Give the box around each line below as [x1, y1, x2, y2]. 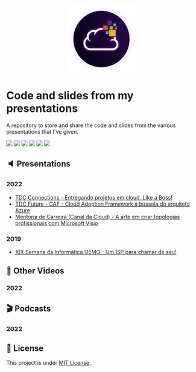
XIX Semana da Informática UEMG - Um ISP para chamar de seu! [14, 248, 177, 255]
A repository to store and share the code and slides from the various [6, 122, 176, 129]
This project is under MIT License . [6, 359, 92, 367]
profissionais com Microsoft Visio [14, 220, 98, 227]
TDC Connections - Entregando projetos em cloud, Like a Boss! [14, 194, 173, 201]
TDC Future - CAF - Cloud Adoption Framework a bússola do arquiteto [14, 200, 190, 207]
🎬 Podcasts [6, 303, 51, 313]
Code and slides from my [6, 89, 134, 103]
